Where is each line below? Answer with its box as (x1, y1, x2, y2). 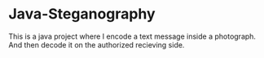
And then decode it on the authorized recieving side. (8, 39, 185, 49)
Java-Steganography (8, 5, 156, 23)
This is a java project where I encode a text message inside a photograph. (8, 31, 257, 41)
